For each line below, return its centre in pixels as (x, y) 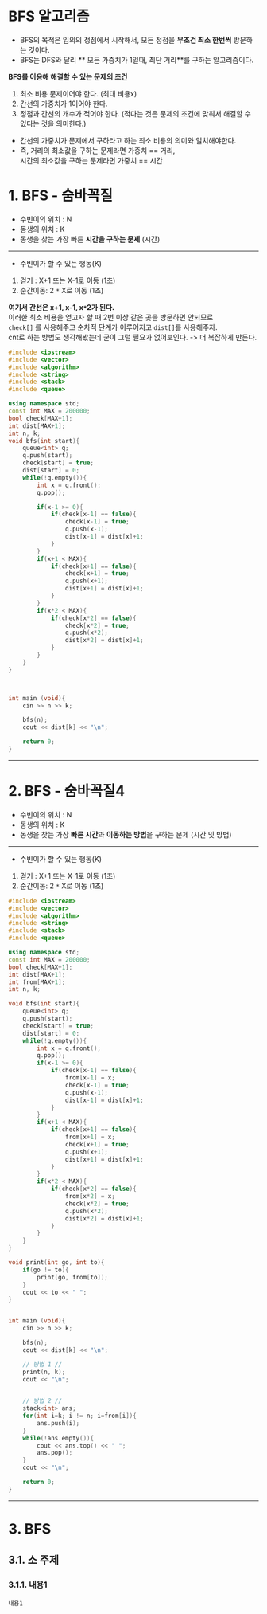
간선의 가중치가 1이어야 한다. (64, 104)
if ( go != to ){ (46, 1270)
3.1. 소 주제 (34, 1560)
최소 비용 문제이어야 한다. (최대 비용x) (78, 93)
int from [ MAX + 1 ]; (37, 982)
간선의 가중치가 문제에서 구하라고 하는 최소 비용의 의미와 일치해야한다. (128, 140)
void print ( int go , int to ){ (56, 1263)
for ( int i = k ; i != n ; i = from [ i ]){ (79, 1416)
